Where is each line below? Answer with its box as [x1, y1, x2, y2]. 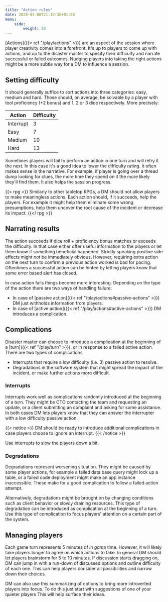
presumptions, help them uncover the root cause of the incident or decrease [5, 205, 163, 211]
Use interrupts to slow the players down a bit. [5, 440, 99, 446]
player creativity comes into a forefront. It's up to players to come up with [5, 45, 157, 51]
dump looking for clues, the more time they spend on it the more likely [5, 173, 150, 179]
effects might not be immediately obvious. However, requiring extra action [5, 254, 158, 260]
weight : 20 [23, 26, 46, 31]
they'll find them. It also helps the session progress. [5, 179, 112, 185]
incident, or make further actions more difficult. [12, 370, 110, 376]
